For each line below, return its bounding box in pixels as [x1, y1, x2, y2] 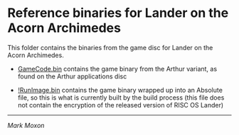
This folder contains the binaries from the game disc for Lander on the [7, 43, 213, 52]
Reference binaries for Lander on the [7, 5, 229, 21]
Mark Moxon [7, 121, 45, 129]
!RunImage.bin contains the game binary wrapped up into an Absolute [17, 86, 223, 94]
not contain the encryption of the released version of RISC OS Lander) [17, 100, 224, 109]
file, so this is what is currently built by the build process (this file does [17, 93, 225, 102]
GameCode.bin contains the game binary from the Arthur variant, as [17, 64, 218, 73]
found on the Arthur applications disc [17, 72, 127, 81]
